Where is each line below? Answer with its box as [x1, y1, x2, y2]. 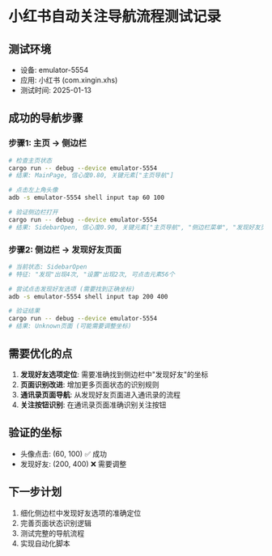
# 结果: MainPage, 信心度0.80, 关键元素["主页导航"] [8, 172, 174, 180]
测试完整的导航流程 [19, 528, 85, 538]
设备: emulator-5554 [19, 66, 89, 74]
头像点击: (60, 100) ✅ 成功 [19, 448, 108, 458]
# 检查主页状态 [8, 156, 53, 164]
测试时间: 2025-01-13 [19, 86, 91, 95]
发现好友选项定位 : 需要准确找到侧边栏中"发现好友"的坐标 [19, 369, 209, 379]
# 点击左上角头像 [8, 186, 58, 194]
